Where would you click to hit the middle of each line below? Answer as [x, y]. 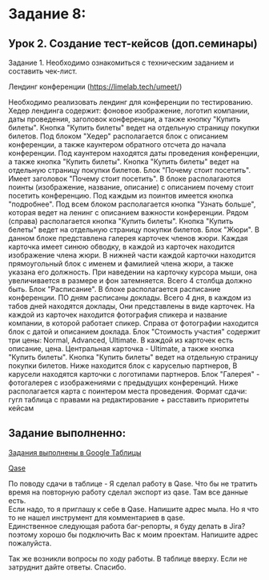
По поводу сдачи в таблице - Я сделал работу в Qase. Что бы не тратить [133, 483]
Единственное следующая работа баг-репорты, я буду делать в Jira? [127, 526]
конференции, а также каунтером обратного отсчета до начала [117, 144]
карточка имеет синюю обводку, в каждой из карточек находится [122, 246]
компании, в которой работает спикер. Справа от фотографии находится [133, 323]
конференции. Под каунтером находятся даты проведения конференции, [134, 153]
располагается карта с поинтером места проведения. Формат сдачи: [128, 391]
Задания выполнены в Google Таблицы [75, 452]
